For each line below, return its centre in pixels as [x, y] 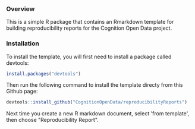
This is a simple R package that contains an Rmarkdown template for [90, 22]
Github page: [22, 92]
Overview [21, 9]
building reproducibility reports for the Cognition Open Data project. [89, 28]
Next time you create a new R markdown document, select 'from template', [98, 114]
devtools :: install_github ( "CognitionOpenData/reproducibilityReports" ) [97, 102]
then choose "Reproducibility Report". [53, 120]
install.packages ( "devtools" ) [44, 74]
